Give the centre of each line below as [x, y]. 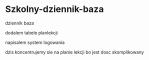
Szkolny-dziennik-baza [54, 9]
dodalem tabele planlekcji [31, 32]
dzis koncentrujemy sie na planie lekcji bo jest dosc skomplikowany [74, 52]
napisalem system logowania [35, 42]
